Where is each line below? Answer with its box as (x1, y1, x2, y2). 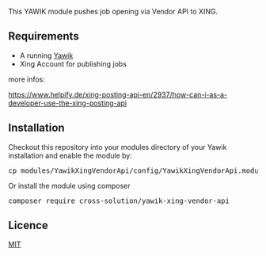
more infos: (8, 75, 46, 84)
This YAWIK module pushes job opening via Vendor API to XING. (8, 7, 218, 16)
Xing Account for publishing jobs (19, 59, 127, 68)
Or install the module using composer (8, 181, 131, 190)
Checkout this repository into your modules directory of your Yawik (8, 142, 227, 151)
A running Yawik (19, 51, 74, 60)
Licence (8, 219, 49, 232)
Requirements (8, 29, 79, 43)
